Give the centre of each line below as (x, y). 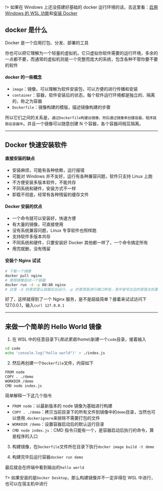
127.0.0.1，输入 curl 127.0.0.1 (35, 305)
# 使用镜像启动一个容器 (25, 280)
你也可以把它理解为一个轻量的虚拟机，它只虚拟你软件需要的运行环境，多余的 (81, 53)
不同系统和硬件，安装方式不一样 (44, 188)
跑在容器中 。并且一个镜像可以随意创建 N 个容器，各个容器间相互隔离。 (74, 124)
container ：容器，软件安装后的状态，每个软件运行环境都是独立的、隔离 (83, 95)
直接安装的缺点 (20, 158)
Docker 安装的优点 (24, 206)
